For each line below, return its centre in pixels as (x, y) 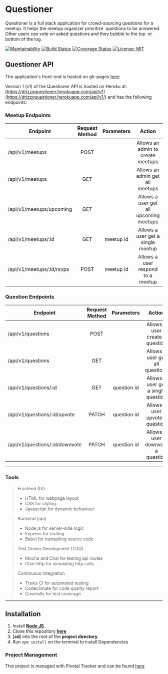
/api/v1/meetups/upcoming (40, 209)
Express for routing (45, 533)
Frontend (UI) (31, 488)
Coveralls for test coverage (53, 593)
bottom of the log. (24, 39)
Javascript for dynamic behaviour (59, 509)
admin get (148, 176)
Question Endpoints (30, 296)
